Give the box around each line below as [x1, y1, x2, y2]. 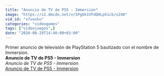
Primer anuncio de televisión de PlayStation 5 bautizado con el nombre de [5, 44, 159, 50]
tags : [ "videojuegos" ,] [5, 26, 56, 31]
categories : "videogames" [5, 21, 60, 26]
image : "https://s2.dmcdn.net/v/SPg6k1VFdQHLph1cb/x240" [5, 12, 128, 17]
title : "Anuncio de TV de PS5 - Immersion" [5, 7, 98, 12]
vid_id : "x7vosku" [5, 16, 44, 21]
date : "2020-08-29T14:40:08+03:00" [5, 30, 80, 35]
